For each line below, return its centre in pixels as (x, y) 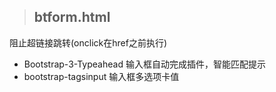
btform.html (72, 17)
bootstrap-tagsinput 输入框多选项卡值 (101, 76)
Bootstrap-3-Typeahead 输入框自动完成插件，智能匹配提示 (144, 64)
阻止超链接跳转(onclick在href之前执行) (88, 42)
